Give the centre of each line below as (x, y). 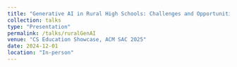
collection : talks (34, 20)
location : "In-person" (41, 53)
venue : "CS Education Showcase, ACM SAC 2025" (77, 40)
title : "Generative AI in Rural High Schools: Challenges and (101, 14)
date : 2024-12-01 (33, 46)
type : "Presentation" (39, 27)
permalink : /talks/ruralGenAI (52, 33)
